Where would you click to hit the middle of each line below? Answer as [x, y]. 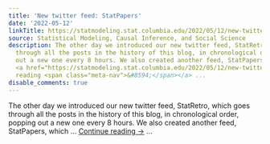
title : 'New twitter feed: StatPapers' [75, 16]
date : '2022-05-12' [41, 23]
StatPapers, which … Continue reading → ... [80, 131]
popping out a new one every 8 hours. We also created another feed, [123, 122]
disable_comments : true [48, 82]
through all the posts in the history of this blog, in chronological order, [124, 114]
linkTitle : [27, 30]
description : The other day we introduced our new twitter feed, [120, 46]
